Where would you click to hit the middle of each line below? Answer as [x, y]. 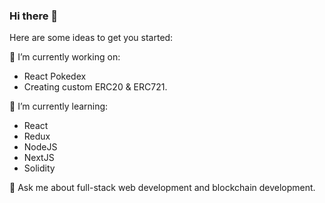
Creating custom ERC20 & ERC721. [95, 87]
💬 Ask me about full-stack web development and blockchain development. [162, 188]
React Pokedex [55, 76]
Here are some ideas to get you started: [91, 38]
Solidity [39, 168]
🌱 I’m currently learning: [59, 106]
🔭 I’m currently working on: [65, 57]
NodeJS [40, 147]
